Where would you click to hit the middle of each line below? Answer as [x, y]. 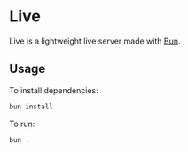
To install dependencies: [54, 90]
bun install [31, 107]
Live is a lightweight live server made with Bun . [95, 41]
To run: [22, 124]
